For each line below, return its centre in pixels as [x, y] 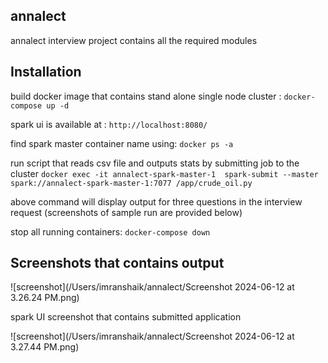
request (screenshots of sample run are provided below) [126, 212]
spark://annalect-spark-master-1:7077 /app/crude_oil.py [131, 183]
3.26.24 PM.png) [45, 298]
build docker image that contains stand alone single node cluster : [146, 96]
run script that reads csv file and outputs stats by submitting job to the [155, 163]
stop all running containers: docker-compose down [110, 231]
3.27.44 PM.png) [45, 347]
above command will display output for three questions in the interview [156, 201]
